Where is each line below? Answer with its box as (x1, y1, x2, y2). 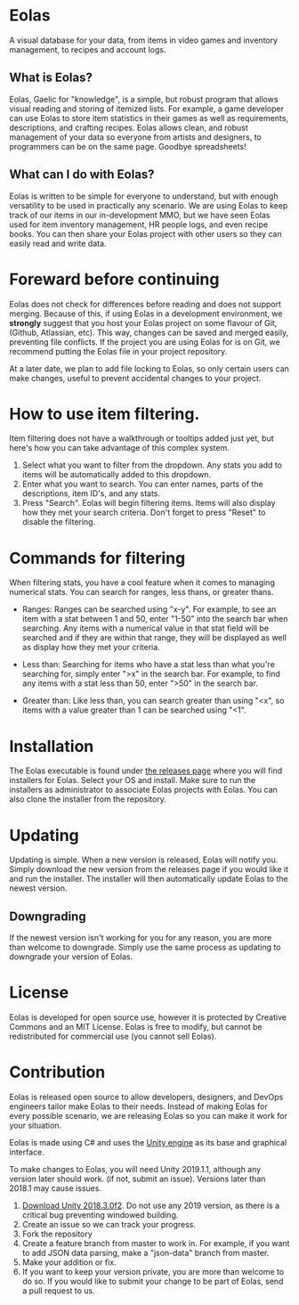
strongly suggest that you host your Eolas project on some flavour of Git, (9, 317, 278, 328)
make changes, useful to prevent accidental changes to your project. (9, 372, 262, 383)
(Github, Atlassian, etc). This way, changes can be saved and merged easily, (9, 327, 289, 338)
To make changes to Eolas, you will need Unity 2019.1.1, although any (9, 1163, 262, 1174)
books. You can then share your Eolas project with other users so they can (9, 228, 282, 239)
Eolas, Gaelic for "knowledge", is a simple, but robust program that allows (9, 94, 279, 104)
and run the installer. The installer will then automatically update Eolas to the (9, 874, 288, 885)
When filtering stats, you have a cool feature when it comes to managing (9, 577, 276, 588)
